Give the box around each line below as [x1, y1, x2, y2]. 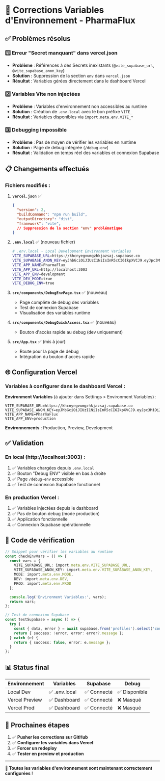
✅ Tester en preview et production [12, 751, 84, 756]
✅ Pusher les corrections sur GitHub [12, 734, 88, 740]
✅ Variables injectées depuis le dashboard [12, 505, 98, 511]
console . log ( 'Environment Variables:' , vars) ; [9, 595, 107, 599]
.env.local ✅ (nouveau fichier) [12, 239, 75, 245]
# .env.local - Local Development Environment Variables [12, 249, 132, 254]
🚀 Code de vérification [5, 536, 75, 545]
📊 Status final [5, 663, 49, 672]
